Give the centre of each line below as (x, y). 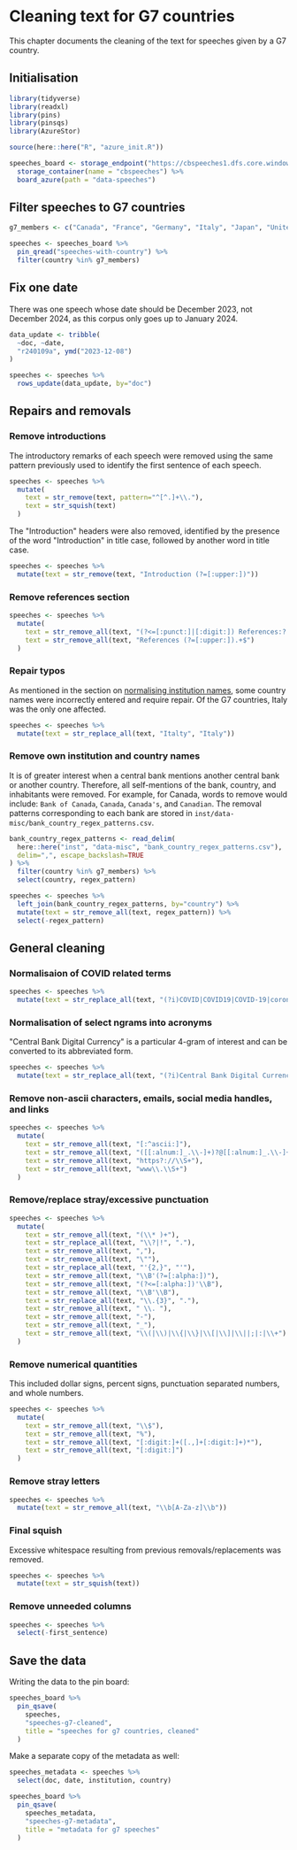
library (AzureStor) (45, 131)
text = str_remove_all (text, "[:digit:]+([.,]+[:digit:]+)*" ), (144, 1442)
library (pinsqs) (39, 123)
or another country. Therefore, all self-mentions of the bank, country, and (143, 784)
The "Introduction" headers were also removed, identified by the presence (145, 531)
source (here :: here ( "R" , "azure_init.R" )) (87, 148)
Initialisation (44, 78)
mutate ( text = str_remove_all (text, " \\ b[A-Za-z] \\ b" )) (122, 1508)
